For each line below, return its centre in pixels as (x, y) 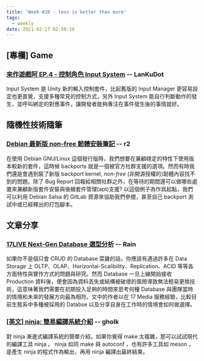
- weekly (23, 23)
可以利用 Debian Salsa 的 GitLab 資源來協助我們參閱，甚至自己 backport (97, 197)
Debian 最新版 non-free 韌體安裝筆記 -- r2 (69, 144)
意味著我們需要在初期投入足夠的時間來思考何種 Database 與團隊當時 (108, 289)
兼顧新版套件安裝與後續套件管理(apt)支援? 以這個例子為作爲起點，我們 (105, 189)
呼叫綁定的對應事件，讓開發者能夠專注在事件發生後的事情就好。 (102, 104)
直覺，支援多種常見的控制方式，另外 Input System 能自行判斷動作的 (107, 96)
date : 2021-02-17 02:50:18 (40, 29)
